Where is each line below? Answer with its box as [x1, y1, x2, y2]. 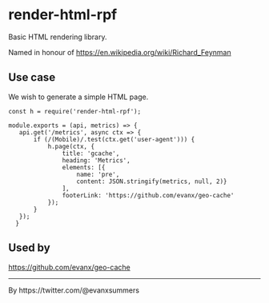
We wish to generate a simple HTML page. [8, 92, 149, 102]
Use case [8, 70, 56, 85]
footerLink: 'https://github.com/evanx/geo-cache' [62, 191, 235, 199]
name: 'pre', [76, 170, 120, 178]
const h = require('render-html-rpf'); [8, 107, 142, 115]
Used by [8, 241, 50, 255]
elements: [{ [62, 163, 106, 171]
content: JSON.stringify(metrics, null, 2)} [76, 177, 227, 185]
